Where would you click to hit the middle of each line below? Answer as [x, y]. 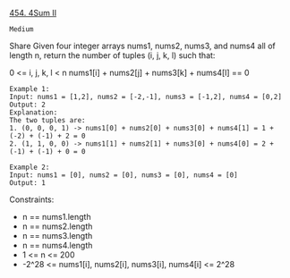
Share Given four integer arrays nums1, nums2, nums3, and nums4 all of [142, 46]
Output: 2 [28, 105]
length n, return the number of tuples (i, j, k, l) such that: [112, 55]
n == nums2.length [57, 226]
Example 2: [30, 167]
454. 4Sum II [33, 13]
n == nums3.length [57, 236]
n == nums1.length [56, 217]
